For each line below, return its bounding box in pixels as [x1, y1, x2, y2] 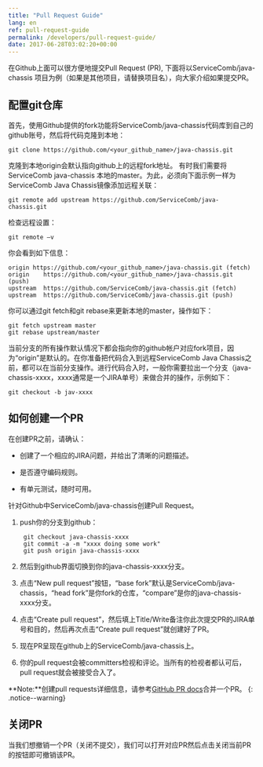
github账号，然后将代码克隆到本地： [8, 130, 126, 140]
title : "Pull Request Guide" [8, 11, 104, 20]
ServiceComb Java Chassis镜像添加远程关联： [8, 180, 159, 189]
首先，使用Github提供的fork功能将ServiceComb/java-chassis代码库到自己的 [8, 120, 254, 130]
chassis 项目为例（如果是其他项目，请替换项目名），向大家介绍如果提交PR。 [8, 73, 254, 82]
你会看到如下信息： [8, 248, 71, 257]
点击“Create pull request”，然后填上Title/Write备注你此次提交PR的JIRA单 [19, 614, 255, 624]
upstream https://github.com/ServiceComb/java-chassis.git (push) [8, 291, 234, 299]
